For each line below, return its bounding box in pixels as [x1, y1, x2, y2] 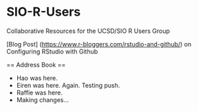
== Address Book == [6, 60, 66, 69]
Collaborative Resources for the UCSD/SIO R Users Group [6, 27, 170, 35]
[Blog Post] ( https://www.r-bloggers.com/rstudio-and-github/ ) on [6, 40, 192, 48]
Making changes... [16, 95, 69, 103]
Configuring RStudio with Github [6, 47, 98, 56]
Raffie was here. [16, 88, 63, 97]
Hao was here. [16, 73, 58, 82]
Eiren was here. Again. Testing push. [16, 81, 120, 89]
